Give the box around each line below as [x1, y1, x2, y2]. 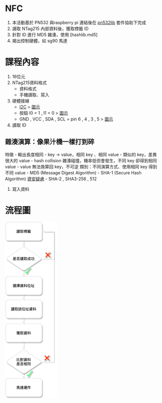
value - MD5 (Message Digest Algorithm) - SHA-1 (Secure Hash [14, 169, 142, 175]
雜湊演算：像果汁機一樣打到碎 [5, 138, 95, 146]
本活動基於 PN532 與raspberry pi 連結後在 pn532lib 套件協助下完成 [12, 19, 146, 25]
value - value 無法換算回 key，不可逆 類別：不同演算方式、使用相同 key [5, 164, 148, 169]
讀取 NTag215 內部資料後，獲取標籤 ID [12, 25, 89, 32]
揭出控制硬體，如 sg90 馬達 [12, 37, 68, 44]
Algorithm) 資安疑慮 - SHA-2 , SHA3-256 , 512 [5, 176, 97, 182]
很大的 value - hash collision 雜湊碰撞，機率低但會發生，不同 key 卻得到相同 [5, 157, 157, 163]
